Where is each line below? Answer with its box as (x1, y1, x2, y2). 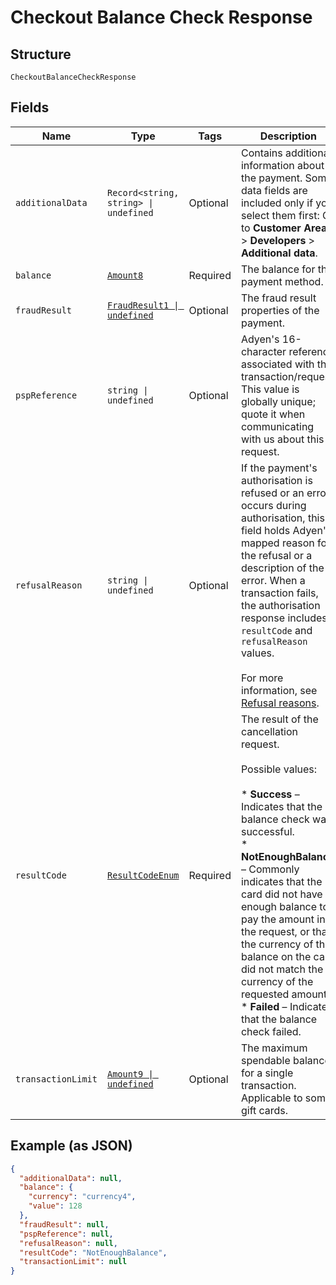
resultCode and (240, 623, 313, 637)
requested (240, 987, 290, 1001)
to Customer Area (240, 221, 328, 235)
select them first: (240, 208, 320, 222)
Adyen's (240, 332, 280, 346)
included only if (240, 196, 314, 210)
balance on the (240, 949, 312, 963)
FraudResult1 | (106, 299, 180, 311)
